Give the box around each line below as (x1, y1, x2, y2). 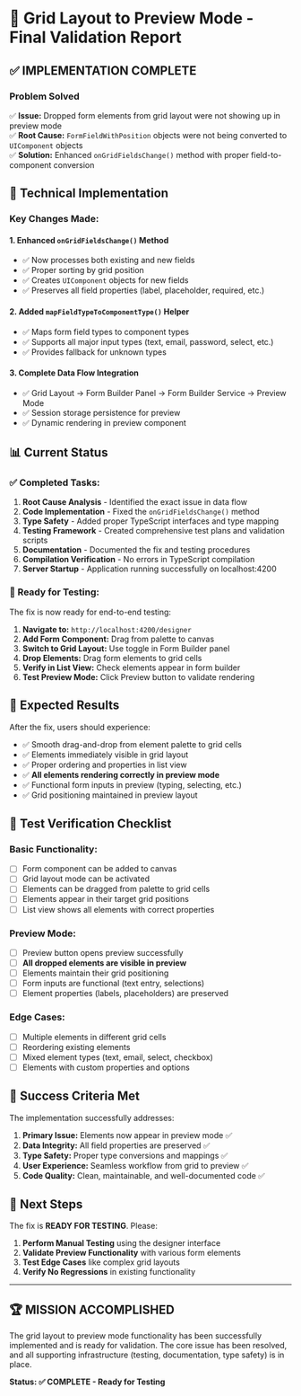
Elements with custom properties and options (21, 1062, 190, 1073)
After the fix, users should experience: (9, 721, 150, 732)
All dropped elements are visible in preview (21, 957, 187, 968)
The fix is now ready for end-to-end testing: (9, 606, 172, 617)
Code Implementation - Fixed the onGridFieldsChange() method (21, 507, 260, 517)
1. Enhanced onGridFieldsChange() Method (9, 234, 169, 245)
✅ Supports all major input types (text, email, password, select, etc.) (21, 336, 274, 347)
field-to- (250, 149, 282, 160)
